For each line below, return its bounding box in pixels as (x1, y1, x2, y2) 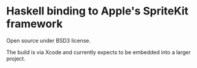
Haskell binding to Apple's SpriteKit (6, 4, 189, 18)
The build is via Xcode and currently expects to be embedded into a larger (6, 48, 192, 55)
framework (6, 17, 63, 31)
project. (6, 55, 26, 62)
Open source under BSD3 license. (6, 37, 91, 44)
